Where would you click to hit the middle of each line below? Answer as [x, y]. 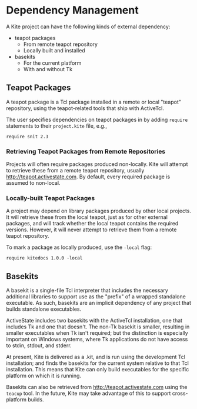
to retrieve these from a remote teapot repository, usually [75, 171]
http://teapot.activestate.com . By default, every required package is [88, 177]
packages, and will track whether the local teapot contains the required [92, 224]
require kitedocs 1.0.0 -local [44, 258]
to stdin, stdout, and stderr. [39, 345]
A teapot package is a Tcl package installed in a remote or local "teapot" [94, 102]
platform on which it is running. [44, 376]
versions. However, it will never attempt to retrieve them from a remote [91, 230]
